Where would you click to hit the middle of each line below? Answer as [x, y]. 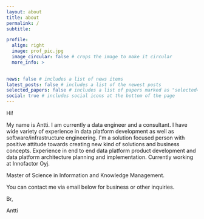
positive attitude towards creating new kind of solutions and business [93, 144]
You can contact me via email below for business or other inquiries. [90, 187]
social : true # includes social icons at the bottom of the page [90, 96]
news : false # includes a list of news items [65, 79]
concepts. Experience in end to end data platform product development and [101, 150]
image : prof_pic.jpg [38, 51]
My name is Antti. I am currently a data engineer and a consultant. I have [97, 125]
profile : [17, 40]
